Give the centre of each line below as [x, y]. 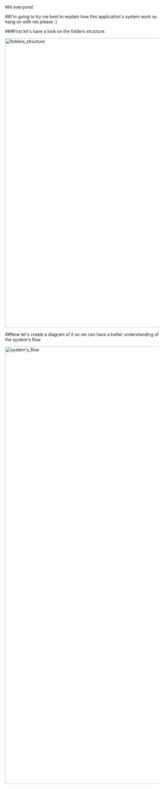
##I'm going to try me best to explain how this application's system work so [81, 16]
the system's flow [23, 340]
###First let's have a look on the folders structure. [55, 31]
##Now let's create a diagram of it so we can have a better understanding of [82, 334]
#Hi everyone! [19, 7]
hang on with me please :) [31, 22]
